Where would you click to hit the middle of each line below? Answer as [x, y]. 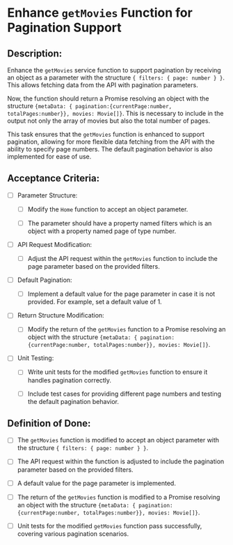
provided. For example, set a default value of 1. [95, 302]
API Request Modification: [55, 245]
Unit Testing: [35, 358]
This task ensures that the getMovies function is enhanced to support [106, 134]
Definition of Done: [49, 423]
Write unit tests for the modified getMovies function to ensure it [118, 372]
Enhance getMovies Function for [100, 13]
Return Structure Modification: [61, 315]
